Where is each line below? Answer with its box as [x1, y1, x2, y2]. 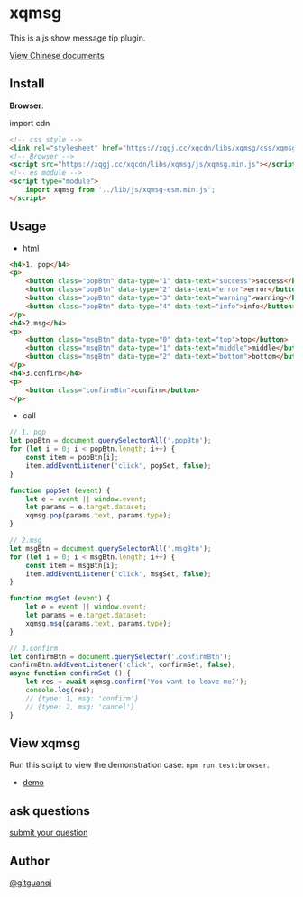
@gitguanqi [9, 877, 52, 888]
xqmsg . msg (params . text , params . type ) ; [25, 618, 171, 628]
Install [9, 76, 45, 92]
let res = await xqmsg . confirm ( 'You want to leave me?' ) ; [25, 677, 248, 687]
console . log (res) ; [25, 686, 95, 695]
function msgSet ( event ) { [9, 594, 111, 603]
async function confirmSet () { [9, 669, 131, 678]
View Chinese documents [9, 50, 105, 60]
